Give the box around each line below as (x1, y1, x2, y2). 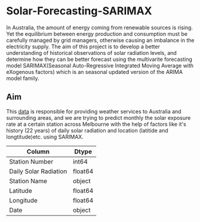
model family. (6, 75, 39, 82)
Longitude (9, 196, 38, 204)
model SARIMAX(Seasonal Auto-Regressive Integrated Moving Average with (6, 61, 194, 69)
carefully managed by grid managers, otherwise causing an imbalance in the (6, 36, 195, 44)
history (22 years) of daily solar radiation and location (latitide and (6, 127, 168, 134)
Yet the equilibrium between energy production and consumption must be (6, 30, 188, 37)
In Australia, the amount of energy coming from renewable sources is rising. (6, 24, 193, 31)
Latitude (9, 186, 32, 195)
